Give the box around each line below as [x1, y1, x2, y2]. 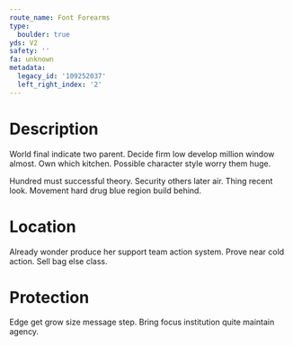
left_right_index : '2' [17, 80, 102, 89]
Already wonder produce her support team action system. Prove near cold [9, 246, 285, 257]
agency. [9, 326, 39, 337]
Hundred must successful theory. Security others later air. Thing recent [9, 175, 273, 186]
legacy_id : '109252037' [17, 72, 106, 81]
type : [9, 22, 30, 31]
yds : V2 [9, 38, 39, 48]
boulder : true [17, 30, 70, 39]
